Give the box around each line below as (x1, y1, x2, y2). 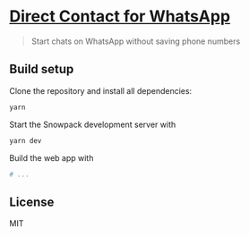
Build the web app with (9, 152, 94, 163)
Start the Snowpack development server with (9, 119, 176, 130)
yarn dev (9, 136, 42, 145)
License (9, 194, 55, 209)
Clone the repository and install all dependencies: (9, 85, 193, 96)
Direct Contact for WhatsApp (9, 6, 231, 27)
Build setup (9, 62, 74, 77)
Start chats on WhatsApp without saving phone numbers (30, 36, 241, 46)
